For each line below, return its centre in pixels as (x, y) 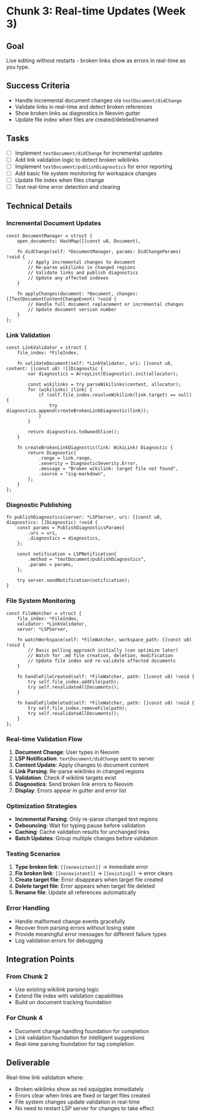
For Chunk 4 (25, 1018)
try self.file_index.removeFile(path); (78, 708)
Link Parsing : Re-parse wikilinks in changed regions (79, 771)
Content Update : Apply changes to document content (82, 765)
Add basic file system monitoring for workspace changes (86, 173)
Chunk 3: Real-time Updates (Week (96, 11)
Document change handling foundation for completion (82, 1031)
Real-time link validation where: (45, 1077)
